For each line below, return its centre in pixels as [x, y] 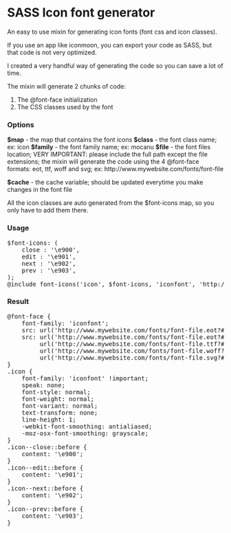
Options [21, 124]
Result [18, 302]
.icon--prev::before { [45, 509]
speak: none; [43, 385]
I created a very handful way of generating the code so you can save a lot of [115, 65]
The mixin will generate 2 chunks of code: [66, 86]
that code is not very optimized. [52, 52]
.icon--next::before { [45, 488]
